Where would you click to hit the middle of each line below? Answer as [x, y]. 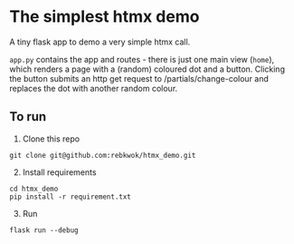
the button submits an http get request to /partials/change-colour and [139, 78]
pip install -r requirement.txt [70, 197]
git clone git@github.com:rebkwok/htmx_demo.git [103, 155]
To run [28, 117]
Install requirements [59, 172]
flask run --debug [44, 230]
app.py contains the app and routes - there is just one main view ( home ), [142, 59]
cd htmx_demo [34, 189]
